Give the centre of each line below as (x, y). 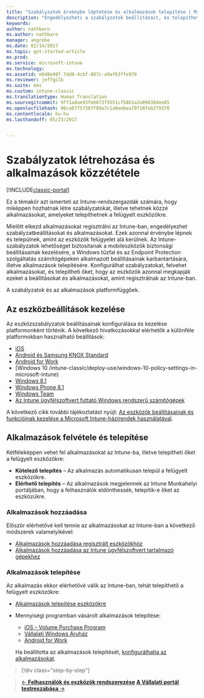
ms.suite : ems (24, 86)
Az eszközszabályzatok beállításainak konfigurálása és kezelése (87, 324)
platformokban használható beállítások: (56, 337)
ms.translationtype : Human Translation (57, 97)
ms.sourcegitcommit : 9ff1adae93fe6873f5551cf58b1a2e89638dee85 (88, 102)
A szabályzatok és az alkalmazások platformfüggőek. (73, 290)
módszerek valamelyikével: (40, 532)
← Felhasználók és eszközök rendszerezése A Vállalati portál (100, 682)
